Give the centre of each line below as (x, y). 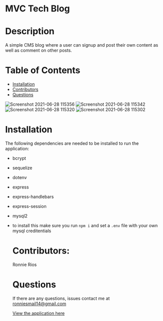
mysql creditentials (32, 231)
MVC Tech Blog (38, 9)
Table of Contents (43, 70)
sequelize (22, 168)
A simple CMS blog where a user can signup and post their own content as (82, 45)
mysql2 (20, 216)
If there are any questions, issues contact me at (61, 298)
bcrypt (19, 158)
